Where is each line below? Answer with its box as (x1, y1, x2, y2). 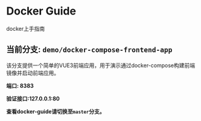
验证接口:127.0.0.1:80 (6, 95, 60, 102)
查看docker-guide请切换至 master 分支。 (6, 108, 106, 115)
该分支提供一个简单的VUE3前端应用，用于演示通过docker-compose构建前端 (6, 62, 195, 69)
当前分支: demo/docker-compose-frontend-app (6, 44, 173, 55)
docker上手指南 (6, 25, 45, 32)
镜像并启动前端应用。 (6, 69, 59, 76)
